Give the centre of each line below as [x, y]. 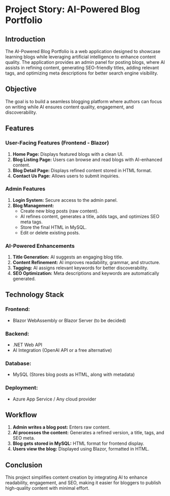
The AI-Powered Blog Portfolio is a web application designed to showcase [83, 51]
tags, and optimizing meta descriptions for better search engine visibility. [82, 73]
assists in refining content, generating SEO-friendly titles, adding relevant [82, 68]
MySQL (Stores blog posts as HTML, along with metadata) [74, 374]
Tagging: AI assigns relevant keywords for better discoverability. [80, 268]
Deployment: [22, 388]
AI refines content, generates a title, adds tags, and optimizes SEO [90, 216]
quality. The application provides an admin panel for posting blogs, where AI [85, 62]
